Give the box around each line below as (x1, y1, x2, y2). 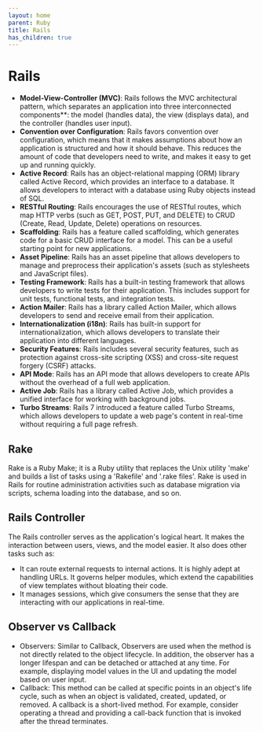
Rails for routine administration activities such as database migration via (8, 480, 241, 489)
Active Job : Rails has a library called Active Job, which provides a (19, 386, 234, 396)
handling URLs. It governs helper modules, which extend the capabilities (19, 572, 254, 582)
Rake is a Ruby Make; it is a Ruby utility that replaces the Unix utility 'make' (8, 464, 250, 472)
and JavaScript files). (19, 269, 89, 279)
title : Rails (8, 26, 51, 34)
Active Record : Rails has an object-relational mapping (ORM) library (19, 168, 240, 178)
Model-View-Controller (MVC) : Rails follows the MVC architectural (19, 94, 237, 103)
